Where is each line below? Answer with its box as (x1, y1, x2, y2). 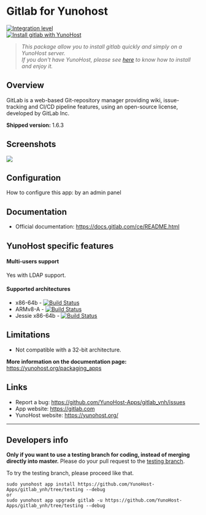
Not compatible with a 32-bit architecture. (15, 346, 121, 353)
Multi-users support (6, 258, 59, 265)
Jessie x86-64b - (15, 312, 60, 319)
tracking (6, 103, 28, 110)
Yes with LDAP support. (6, 271, 66, 279)
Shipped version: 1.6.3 (6, 121, 64, 129)
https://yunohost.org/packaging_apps (6, 364, 102, 372)
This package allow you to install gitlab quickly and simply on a (21, 43, 183, 50)
